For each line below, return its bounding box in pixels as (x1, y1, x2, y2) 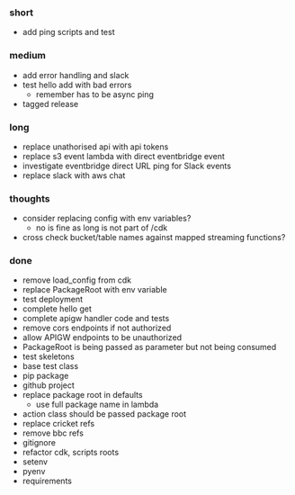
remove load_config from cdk (22, 274, 132, 285)
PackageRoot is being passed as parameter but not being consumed (22, 342, 277, 353)
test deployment (22, 294, 84, 305)
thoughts (9, 192, 50, 204)
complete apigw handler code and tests (22, 313, 170, 324)
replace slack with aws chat (22, 169, 126, 181)
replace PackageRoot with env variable (22, 284, 168, 295)
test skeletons (22, 351, 75, 362)
